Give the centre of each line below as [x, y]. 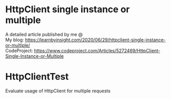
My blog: [15, 40]
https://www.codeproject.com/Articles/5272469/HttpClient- [97, 51]
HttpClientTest [37, 77]
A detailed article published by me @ [44, 34]
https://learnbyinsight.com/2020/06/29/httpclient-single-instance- [95, 40]
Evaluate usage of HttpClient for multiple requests [58, 91]
